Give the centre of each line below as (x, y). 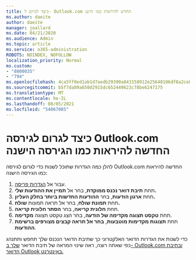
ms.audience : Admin (30, 39)
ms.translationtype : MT (35, 93)
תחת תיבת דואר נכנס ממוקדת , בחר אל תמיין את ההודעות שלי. (85, 190)
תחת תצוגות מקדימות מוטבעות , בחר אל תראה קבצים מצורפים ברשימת (96, 221)
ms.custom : (19, 66)
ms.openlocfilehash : (31, 82)
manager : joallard (28, 28)
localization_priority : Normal (44, 60)
